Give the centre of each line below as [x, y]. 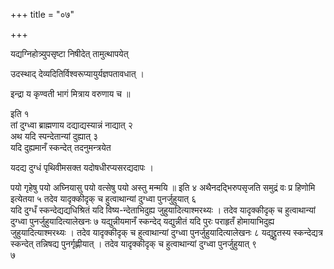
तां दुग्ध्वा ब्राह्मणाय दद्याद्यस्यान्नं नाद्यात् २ [71, 125]
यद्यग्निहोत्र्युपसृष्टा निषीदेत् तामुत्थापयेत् [69, 53]
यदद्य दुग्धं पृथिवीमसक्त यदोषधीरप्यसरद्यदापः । [82, 167]
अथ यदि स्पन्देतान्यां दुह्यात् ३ [54, 136]
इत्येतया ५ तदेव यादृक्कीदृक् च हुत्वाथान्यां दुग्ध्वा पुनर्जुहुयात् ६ [103, 198]
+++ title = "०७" [42, 14]
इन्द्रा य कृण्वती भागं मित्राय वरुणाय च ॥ [70, 93]
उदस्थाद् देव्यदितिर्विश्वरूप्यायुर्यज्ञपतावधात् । [77, 73]
